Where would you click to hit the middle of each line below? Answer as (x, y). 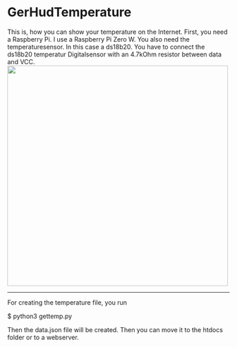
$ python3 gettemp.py (40, 316)
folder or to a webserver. (43, 337)
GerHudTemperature (69, 12)
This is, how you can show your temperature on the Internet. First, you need (117, 32)
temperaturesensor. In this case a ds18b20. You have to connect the (106, 47)
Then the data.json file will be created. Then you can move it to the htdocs (115, 329)
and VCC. (21, 61)
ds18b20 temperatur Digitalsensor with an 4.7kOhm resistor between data (115, 54)
